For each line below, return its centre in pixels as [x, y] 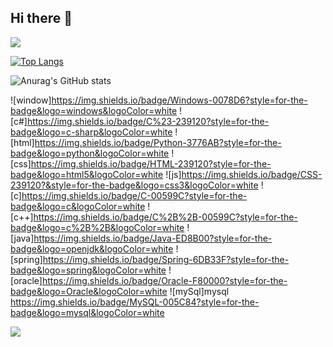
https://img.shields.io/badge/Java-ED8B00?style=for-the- [153, 238]
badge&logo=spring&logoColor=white [88, 270]
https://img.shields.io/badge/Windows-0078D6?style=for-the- [179, 100]
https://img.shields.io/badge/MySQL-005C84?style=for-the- [135, 302]
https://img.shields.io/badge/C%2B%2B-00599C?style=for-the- [165, 217]
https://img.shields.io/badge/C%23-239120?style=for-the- [148, 121]
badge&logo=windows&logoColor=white [94, 110]
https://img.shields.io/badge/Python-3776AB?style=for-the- [158, 142]
